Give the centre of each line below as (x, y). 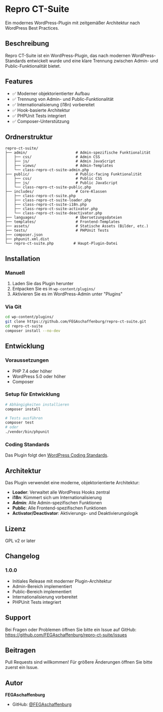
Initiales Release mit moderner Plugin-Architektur (62, 581)
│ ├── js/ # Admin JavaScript (60, 162)
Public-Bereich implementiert (42, 591)
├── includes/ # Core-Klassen (56, 192)
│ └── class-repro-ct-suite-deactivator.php (54, 213)
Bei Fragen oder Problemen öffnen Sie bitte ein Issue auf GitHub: (71, 629)
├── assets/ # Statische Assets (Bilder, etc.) (77, 226)
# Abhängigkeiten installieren (37, 404)
